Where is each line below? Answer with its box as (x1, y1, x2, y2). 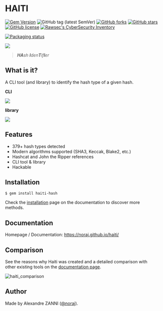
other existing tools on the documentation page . (5, 264, 101, 270)
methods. (5, 205, 24, 211)
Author (5, 288, 27, 296)
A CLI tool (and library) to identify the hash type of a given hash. (5, 79, 134, 85)
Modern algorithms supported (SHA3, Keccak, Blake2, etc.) (12, 148, 131, 154)
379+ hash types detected (12, 143, 66, 149)
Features (5, 130, 33, 139)
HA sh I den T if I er (17, 52, 50, 58)
